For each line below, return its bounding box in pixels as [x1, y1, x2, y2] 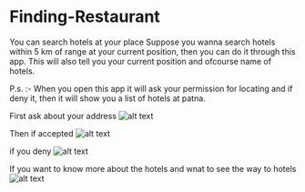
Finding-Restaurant [9, 6, 161, 27]
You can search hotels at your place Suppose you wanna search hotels [9, 36, 276, 47]
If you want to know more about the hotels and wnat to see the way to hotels [9, 163, 297, 174]
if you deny [9, 146, 52, 157]
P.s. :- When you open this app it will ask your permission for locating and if [9, 83, 293, 94]
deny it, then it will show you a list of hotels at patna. [9, 93, 207, 104]
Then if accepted [9, 127, 74, 138]
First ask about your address [9, 110, 117, 121]
